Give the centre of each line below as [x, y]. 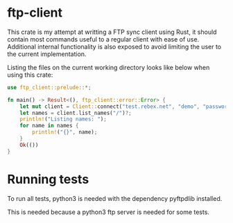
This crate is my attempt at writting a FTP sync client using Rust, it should [112, 32]
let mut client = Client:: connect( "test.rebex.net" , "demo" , [110, 106]
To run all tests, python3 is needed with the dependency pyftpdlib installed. [115, 198]
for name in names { [49, 126]
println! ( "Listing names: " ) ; [63, 119]
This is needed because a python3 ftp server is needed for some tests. [109, 212]
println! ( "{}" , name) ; [65, 132]
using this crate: [30, 75]
